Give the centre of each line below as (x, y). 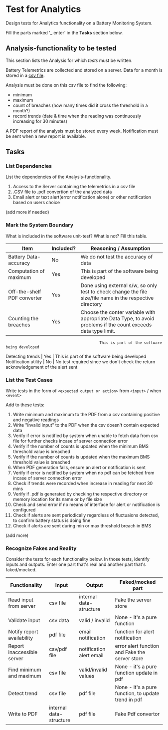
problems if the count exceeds (116, 324)
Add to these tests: (25, 405)
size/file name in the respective (117, 298)
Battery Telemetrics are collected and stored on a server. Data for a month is (84, 70)
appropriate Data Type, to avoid (117, 318)
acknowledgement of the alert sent (42, 367)
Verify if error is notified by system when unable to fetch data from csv (85, 436)
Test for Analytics (43, 9)
